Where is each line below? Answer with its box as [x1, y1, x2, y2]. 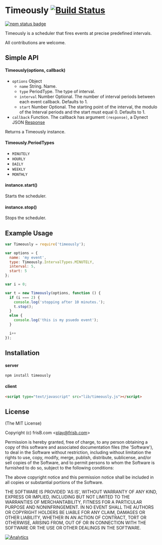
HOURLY [12, 157, 26, 161]
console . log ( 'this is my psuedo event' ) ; [14, 318, 98, 322]
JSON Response [12, 119, 45, 125]
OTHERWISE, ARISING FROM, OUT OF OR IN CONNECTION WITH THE [5, 520, 146, 526]
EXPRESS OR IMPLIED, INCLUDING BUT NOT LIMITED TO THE [5, 494, 130, 500]
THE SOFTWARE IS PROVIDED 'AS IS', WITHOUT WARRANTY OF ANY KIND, [5, 489, 158, 495]
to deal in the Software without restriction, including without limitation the [5, 449, 151, 455]
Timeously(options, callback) [5, 67, 65, 73]
